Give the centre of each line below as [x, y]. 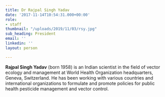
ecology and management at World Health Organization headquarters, [79, 72]
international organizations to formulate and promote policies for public [80, 83]
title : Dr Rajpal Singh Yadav [38, 10]
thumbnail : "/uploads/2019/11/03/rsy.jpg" [51, 29]
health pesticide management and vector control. [57, 89]
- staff [14, 24]
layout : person [21, 48]
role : [11, 19]
